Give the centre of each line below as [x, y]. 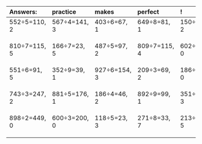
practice [64, 12]
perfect [148, 12]
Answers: [23, 12]
